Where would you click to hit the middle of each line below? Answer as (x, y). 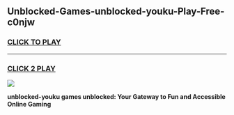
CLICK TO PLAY (34, 43)
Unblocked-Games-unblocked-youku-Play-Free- (116, 11)
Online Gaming (29, 104)
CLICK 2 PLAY (31, 68)
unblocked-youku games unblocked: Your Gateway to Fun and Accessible (117, 96)
